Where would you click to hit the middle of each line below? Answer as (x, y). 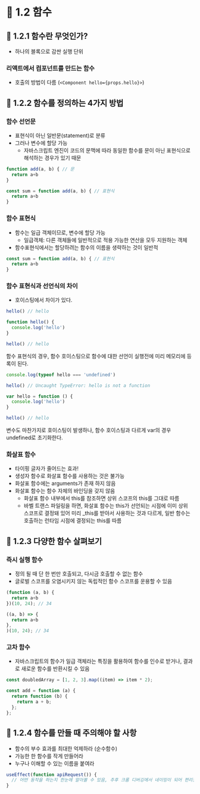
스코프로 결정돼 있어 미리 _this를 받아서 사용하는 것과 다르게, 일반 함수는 (107, 513)
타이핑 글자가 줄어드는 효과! (47, 468)
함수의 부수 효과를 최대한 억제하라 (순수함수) (66, 748)
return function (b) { (40, 696)
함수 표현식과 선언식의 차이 (42, 286)
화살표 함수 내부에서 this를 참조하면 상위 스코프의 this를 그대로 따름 (101, 498)
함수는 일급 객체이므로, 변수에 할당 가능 (60, 232)
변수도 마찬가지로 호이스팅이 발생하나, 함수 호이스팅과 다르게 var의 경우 (89, 430)
